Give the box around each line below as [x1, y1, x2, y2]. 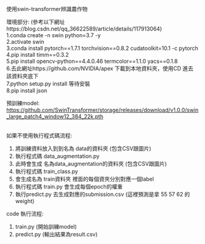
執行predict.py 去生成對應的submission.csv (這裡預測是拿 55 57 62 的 [15, 191, 190, 198]
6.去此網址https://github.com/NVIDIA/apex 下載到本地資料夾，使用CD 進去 [6, 65, 194, 72]
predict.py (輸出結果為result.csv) [15, 231, 98, 238]
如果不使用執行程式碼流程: [6, 132, 73, 139]
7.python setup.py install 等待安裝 [6, 80, 90, 87]
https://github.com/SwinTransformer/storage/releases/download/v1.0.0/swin [6, 106, 199, 113]
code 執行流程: [6, 210, 44, 217]
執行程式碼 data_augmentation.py [15, 152, 99, 160]
